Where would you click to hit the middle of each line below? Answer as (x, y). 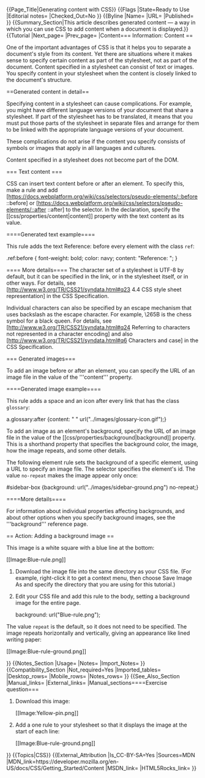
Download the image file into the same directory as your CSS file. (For (103, 571)
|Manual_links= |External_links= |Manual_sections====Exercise (87, 683)
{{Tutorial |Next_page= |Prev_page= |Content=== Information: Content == (100, 36)
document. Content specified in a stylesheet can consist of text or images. (100, 67)
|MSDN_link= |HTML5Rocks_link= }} (151, 768)
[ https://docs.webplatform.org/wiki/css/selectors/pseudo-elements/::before (102, 196)
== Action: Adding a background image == (60, 536)
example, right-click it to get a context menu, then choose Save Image (104, 578)
